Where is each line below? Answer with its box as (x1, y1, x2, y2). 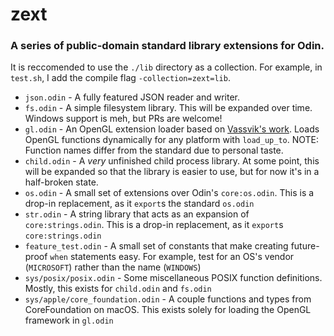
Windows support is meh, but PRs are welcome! (24, 113, 223, 125)
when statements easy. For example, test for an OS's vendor (49, 251, 295, 263)
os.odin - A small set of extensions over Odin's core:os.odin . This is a (24, 187, 315, 199)
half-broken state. (24, 176, 99, 188)
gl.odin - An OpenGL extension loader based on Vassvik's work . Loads (24, 123, 320, 135)
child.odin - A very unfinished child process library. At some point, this (24, 155, 320, 167)
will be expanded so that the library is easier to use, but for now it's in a (24, 166, 320, 178)
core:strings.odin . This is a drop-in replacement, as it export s (24, 219, 284, 231)
